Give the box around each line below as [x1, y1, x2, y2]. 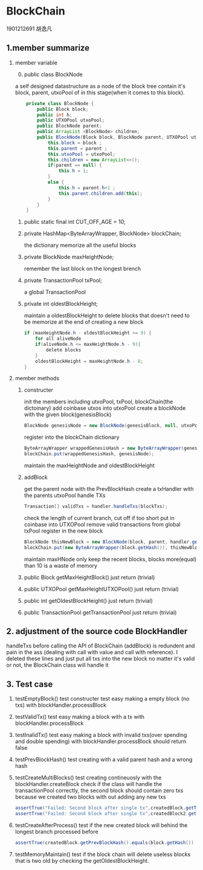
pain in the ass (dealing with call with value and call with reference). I [6, 649, 178, 656]
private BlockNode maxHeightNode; [24, 253, 114, 261]
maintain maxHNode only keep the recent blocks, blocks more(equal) [24, 555, 197, 563]
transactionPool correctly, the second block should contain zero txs [14, 787, 184, 794]
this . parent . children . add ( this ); [58, 190, 143, 196]
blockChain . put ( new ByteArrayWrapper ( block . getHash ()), [24, 544, 168, 551]
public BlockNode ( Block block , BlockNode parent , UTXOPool [37, 134, 189, 140]
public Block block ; [37, 106, 89, 112]
